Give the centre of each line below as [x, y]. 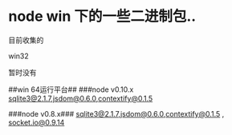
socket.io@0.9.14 [37, 122]
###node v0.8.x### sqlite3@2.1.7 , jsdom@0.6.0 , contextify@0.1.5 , [116, 113]
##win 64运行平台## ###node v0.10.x [71, 89]
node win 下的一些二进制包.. [102, 16]
